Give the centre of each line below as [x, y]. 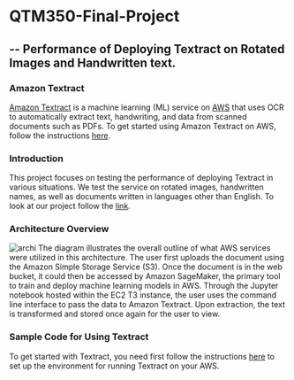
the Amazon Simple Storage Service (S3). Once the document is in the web [146, 267]
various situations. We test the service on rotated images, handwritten [136, 187]
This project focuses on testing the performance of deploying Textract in [141, 178]
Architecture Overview [59, 229]
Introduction [36, 159]
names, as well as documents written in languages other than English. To [142, 197]
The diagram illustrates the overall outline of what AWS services [155, 248]
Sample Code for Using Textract [79, 337]
